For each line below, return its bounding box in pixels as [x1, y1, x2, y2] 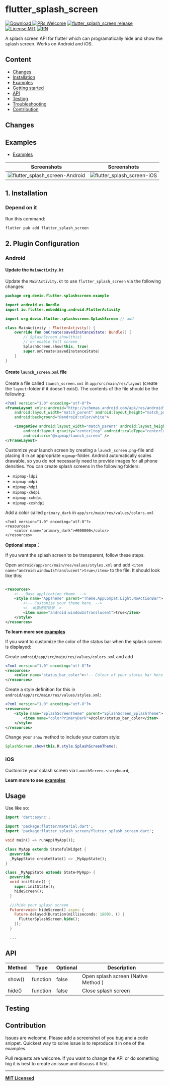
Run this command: [5, 215, 45, 221]
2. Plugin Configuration [5, 239, 79, 248]
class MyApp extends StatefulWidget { [5, 846, 87, 852]
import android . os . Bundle [5, 302, 59, 307]
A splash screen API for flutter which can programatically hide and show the [5, 35, 163, 41]
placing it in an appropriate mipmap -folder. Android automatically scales [5, 452, 152, 459]
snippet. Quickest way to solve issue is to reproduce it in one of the [5, 1040, 145, 1046]
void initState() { [10, 879, 51, 885]
